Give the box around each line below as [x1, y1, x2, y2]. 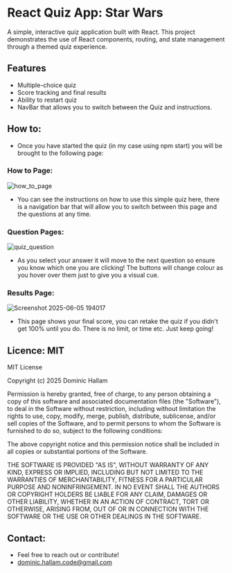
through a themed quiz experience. [7, 42, 107, 51]
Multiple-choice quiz [17, 81, 76, 89]
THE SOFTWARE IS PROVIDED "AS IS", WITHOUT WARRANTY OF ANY [7, 461, 209, 469]
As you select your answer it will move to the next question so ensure [17, 256, 216, 264]
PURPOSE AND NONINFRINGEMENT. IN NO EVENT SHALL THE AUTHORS [7, 483, 220, 491]
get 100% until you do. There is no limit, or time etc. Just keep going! [17, 325, 214, 333]
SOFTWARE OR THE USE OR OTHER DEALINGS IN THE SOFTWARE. [7, 512, 202, 520]
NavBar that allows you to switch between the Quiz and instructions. [17, 102, 213, 111]
